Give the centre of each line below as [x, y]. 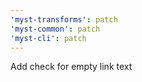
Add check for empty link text [71, 67]
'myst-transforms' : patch [64, 19]
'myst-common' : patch [55, 29]
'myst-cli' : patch [48, 38]
